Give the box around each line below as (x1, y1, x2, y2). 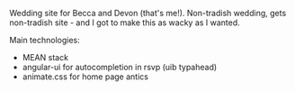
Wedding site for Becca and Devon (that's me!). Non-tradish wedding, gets (9, 8, 287, 18)
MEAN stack (22, 52, 69, 62)
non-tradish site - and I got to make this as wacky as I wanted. (9, 17, 240, 28)
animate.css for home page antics (22, 71, 148, 82)
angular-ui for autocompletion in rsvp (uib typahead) (22, 62, 218, 72)
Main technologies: (9, 35, 81, 45)
